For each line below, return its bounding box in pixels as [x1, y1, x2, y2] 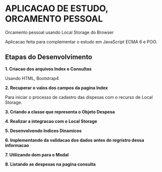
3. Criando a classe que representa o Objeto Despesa [5, 109, 115, 115]
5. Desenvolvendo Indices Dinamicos [5, 128, 82, 134]
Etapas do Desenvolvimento [5, 53, 93, 61]
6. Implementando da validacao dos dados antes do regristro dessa [5, 137, 144, 143]
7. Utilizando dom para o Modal [5, 152, 69, 157]
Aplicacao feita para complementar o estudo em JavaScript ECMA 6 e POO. [5, 38, 158, 44]
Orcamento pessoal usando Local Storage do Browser [5, 29, 114, 35]
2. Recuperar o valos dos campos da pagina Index [5, 85, 108, 91]
